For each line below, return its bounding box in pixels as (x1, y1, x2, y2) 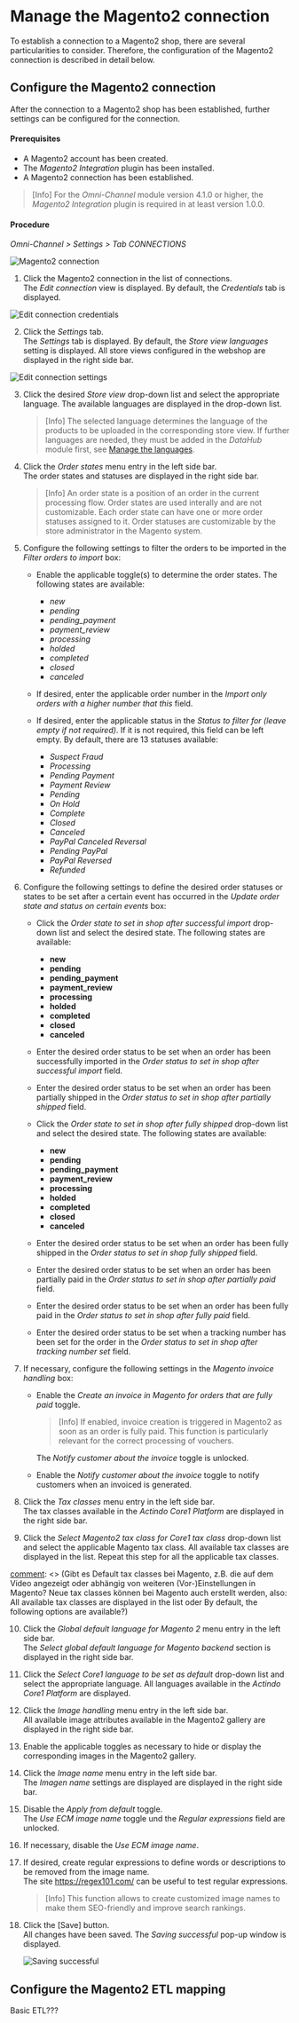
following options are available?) (10, 1607, 129, 1617)
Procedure (10, 219, 50, 230)
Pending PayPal (49, 846, 108, 857)
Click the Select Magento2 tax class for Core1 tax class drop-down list (22, 1533, 282, 1544)
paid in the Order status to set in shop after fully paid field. (35, 1310, 251, 1321)
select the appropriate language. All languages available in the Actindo (22, 1679, 281, 1689)
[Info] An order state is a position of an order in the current (44, 488, 260, 499)
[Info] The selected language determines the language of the (44, 415, 269, 427)
